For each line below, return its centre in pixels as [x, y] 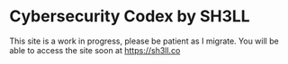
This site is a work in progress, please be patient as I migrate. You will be [144, 41]
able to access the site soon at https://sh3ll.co [95, 50]
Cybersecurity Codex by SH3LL [130, 16]
